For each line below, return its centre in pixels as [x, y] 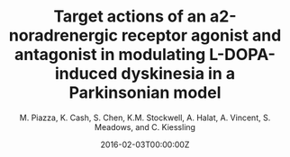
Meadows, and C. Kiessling [145, 126]
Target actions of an [130, 17]
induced [86, 74]
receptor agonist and [201, 35]
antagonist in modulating [110, 55]
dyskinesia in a [178, 74]
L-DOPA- [242, 55]
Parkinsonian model [145, 93]
